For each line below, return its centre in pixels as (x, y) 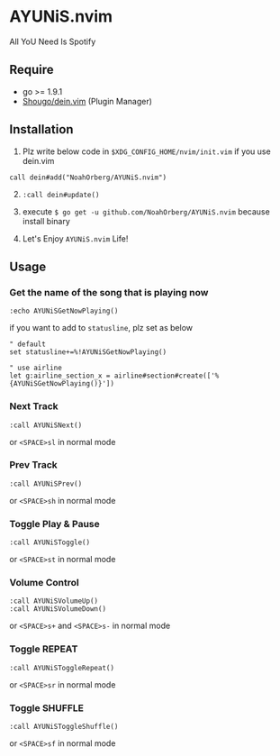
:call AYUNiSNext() (46, 425)
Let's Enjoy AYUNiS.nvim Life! (75, 238)
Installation (41, 129)
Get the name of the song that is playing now (109, 292)
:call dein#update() (61, 195)
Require (32, 70)
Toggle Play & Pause (55, 524)
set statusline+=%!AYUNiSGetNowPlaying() (88, 352)
